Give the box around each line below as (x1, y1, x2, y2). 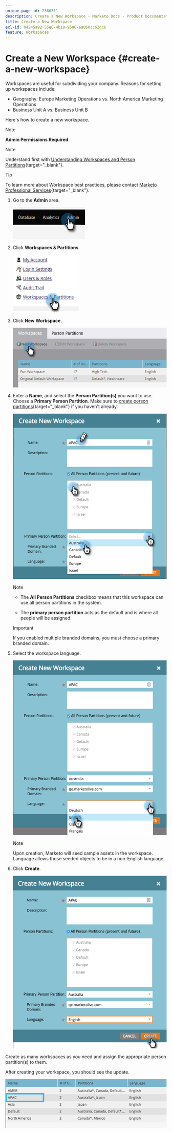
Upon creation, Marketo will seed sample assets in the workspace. (12, 850, 153, 856)
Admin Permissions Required (5, 136, 69, 143)
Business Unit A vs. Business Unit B (12, 107, 88, 113)
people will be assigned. (20, 615, 72, 621)
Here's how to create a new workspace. (5, 117, 90, 123)
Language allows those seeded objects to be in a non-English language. (12, 855, 165, 861)
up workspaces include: (5, 86, 56, 92)
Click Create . (12, 865, 41, 872)
